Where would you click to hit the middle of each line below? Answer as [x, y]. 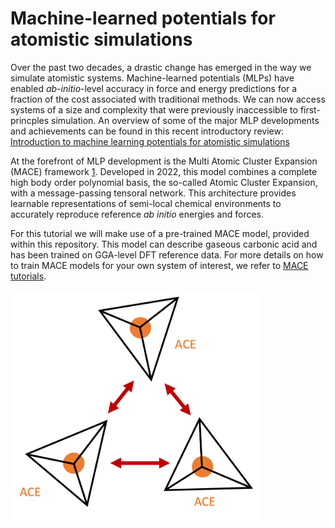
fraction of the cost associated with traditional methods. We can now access [168, 99]
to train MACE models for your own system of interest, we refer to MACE [159, 265]
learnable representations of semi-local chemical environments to [146, 203]
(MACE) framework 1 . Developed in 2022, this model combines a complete [164, 171]
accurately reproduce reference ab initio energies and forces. [137, 214]
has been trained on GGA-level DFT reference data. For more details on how [167, 254]
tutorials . [28, 276]
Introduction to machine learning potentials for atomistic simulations [150, 141]
